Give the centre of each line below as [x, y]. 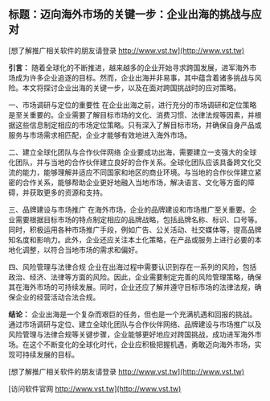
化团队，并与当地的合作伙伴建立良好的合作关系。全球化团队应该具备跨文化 [131, 162]
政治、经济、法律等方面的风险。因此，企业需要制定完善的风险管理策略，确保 [135, 277]
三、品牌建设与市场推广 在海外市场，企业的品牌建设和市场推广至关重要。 [129, 209]
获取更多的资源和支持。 [68, 192]
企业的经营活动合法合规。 [57, 297]
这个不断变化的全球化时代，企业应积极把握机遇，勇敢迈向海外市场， [142, 344]
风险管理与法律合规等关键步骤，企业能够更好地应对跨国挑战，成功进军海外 [131, 334]
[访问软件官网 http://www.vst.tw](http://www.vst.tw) [95, 388]
